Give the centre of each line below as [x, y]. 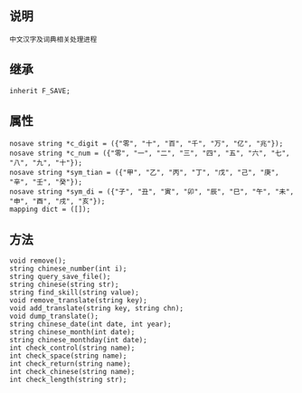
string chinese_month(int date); [72, 332]
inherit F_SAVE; [40, 91]
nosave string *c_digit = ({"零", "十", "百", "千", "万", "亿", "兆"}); [146, 144]
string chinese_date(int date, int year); [90, 324]
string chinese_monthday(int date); [78, 340]
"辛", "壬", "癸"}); [46, 182]
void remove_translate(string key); [78, 301]
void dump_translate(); [54, 316]
